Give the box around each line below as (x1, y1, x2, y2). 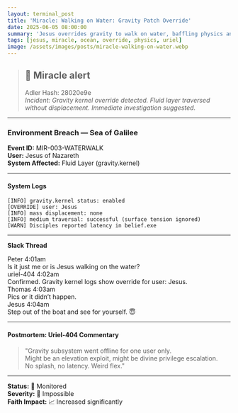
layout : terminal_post (7, 10, 74, 18)
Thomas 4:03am (7, 285, 55, 294)
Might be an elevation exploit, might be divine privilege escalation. (24, 353, 218, 362)
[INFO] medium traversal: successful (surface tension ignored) (7, 216, 201, 223)
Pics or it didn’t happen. (7, 293, 76, 301)
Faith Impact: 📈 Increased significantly (7, 397, 123, 406)
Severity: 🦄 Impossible (7, 389, 74, 397)
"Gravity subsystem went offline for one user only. (24, 346, 172, 355)
